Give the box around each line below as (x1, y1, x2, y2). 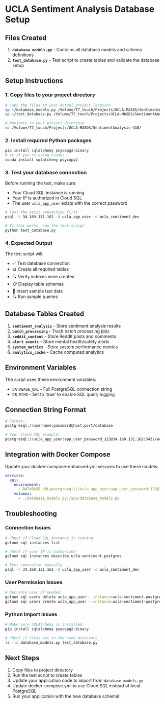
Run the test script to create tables (12, 672, 82, 678)
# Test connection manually (5, 562, 63, 568)
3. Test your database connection (5, 169, 87, 176)
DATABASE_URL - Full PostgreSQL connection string (12, 386, 112, 392)
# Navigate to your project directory (5, 121, 84, 126)
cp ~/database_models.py (5, 107, 56, 112)
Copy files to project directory (12, 667, 73, 673)
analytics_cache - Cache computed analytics (12, 349, 104, 355)
